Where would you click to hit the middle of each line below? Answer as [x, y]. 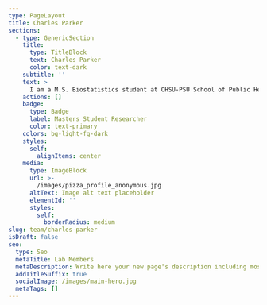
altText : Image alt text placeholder [92, 193]
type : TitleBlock [58, 52]
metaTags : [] [37, 289]
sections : [25, 30]
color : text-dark [58, 68]
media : [33, 164]
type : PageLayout [37, 15]
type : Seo [31, 252]
